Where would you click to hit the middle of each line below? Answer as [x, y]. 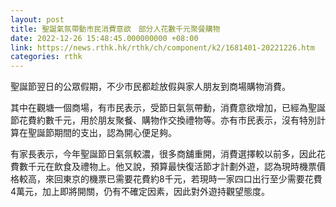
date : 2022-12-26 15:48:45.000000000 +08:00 [104, 38]
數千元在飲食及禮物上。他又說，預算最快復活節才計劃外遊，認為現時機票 [167, 167]
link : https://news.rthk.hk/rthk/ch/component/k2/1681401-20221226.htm [162, 47]
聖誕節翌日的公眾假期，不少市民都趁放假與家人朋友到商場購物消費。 [150, 87]
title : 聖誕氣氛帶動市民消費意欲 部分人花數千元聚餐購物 [115, 29]
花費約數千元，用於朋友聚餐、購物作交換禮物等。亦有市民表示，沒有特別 [167, 120]
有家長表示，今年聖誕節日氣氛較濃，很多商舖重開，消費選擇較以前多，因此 [163, 154]
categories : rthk [46, 57]
